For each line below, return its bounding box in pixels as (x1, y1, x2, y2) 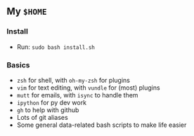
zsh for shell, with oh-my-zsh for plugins (16, 76, 131, 84)
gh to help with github (16, 105, 79, 114)
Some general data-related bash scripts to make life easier (16, 121, 187, 129)
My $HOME (6, 6, 47, 18)
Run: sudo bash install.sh (16, 42, 96, 51)
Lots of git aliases (16, 113, 68, 121)
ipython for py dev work (16, 98, 87, 107)
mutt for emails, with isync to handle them (16, 90, 138, 99)
